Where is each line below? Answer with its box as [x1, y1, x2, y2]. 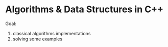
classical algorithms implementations [12, 30, 91, 36]
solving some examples [12, 36, 63, 42]
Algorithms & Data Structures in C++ [5, 4, 163, 15]
